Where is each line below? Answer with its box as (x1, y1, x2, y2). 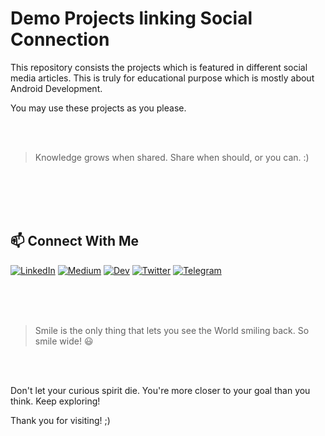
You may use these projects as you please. (10, 102, 187, 114)
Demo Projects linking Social (10, 7, 253, 30)
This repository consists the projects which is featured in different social (10, 61, 308, 73)
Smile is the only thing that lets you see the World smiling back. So (34, 324, 310, 336)
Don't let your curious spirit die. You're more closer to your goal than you (10, 384, 311, 396)
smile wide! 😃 (34, 335, 94, 347)
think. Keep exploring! (10, 395, 101, 407)
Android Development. (10, 82, 103, 94)
